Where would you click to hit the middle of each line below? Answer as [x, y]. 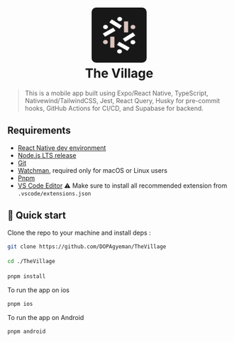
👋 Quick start [37, 216]
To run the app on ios [38, 290]
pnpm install [27, 277]
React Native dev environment [62, 148]
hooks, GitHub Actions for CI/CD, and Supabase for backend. [114, 108]
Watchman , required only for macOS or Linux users [93, 170]
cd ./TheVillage [31, 262]
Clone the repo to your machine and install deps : [79, 233]
